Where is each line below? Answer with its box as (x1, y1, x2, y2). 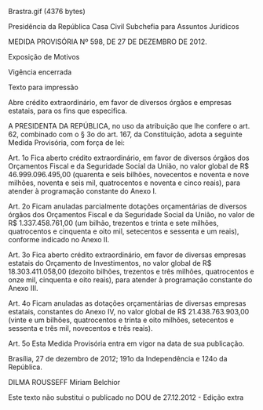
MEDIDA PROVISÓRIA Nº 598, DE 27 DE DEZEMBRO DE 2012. (8, 37, 207, 46)
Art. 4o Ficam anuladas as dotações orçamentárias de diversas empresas (8, 299, 247, 308)
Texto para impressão (8, 82, 79, 92)
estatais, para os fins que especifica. (8, 106, 128, 115)
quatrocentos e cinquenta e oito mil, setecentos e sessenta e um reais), (8, 227, 239, 236)
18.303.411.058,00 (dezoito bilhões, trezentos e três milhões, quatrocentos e (8, 267, 254, 276)
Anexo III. (8, 284, 38, 292)
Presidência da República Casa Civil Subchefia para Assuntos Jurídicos (8, 22, 239, 31)
